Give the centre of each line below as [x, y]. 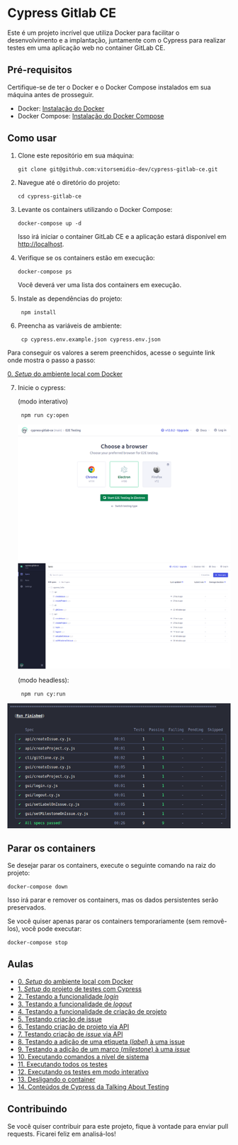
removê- [215, 921]
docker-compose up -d [49, 223]
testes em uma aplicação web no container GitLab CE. [86, 48]
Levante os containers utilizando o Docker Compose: [95, 209]
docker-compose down [38, 887]
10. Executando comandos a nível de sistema [83, 1056]
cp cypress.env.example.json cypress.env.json [91, 339]
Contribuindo [37, 1109]
